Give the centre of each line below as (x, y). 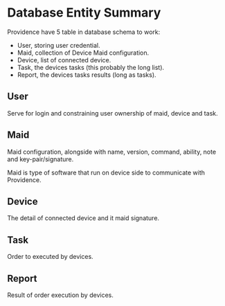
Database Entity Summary (84, 13)
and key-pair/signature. (40, 159)
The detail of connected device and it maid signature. (83, 218)
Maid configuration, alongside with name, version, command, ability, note (112, 152)
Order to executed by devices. (50, 257)
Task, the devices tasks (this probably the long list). (91, 67)
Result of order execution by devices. (61, 295)
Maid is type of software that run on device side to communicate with (106, 172)
